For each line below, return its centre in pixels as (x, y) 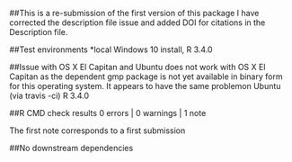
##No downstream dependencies (71, 148)
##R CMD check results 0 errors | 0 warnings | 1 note (108, 113)
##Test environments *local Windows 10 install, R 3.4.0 (111, 49)
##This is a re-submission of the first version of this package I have (134, 13)
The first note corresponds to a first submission (97, 130)
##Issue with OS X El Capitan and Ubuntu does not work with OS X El (137, 67)
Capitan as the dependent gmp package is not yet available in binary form (146, 76)
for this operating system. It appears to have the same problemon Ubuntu (145, 86)
